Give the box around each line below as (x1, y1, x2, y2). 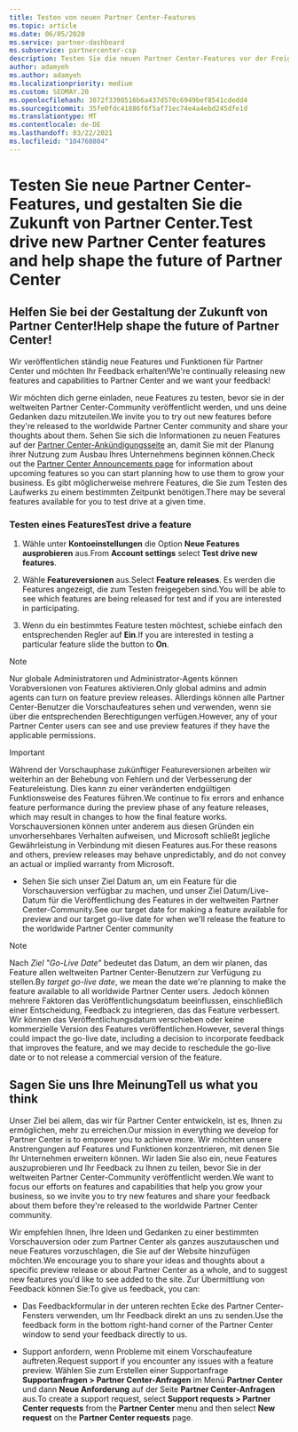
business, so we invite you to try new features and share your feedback (9, 1190, 271, 1201)
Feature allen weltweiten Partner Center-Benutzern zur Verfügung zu (9, 967, 262, 978)
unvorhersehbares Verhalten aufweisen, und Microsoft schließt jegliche (9, 831, 271, 841)
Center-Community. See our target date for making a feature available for (21, 904, 288, 915)
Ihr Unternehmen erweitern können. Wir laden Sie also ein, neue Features (9, 1152, 278, 1164)
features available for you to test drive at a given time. (9, 496, 206, 506)
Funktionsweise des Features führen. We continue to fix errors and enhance (9, 792, 285, 804)
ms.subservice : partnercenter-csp (9, 46, 137, 55)
